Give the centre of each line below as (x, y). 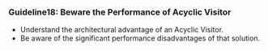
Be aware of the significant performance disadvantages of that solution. (140, 38)
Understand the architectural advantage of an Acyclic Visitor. (122, 30)
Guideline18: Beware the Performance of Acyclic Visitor (120, 12)
